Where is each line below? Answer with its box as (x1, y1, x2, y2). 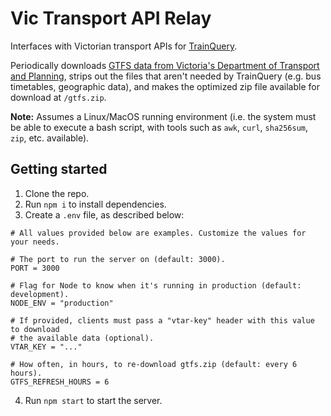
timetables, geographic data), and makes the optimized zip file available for (10, 80, 320, 92)
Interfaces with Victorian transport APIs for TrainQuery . (10, 40, 238, 52)
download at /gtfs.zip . (10, 91, 107, 103)
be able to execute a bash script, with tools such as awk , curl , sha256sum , (10, 121, 309, 133)
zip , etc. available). (10, 132, 90, 144)
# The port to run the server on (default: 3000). (10, 254, 226, 264)
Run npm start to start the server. (24, 394, 163, 406)
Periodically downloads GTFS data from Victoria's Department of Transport (10, 59, 320, 71)
